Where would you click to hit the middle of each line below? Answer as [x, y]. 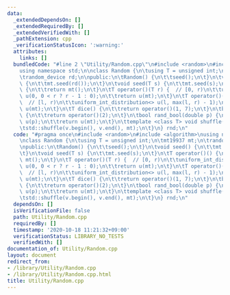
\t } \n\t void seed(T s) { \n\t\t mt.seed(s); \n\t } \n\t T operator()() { [119, 154]
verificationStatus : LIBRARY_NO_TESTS [69, 236]
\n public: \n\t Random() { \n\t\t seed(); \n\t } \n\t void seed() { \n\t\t [117, 147]
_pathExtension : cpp [42, 39]
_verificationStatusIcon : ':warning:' [69, 45]
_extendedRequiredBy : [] [49, 26]
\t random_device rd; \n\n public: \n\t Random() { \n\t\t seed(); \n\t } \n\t [121, 77]
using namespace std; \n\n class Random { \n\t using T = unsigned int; [119, 70]
